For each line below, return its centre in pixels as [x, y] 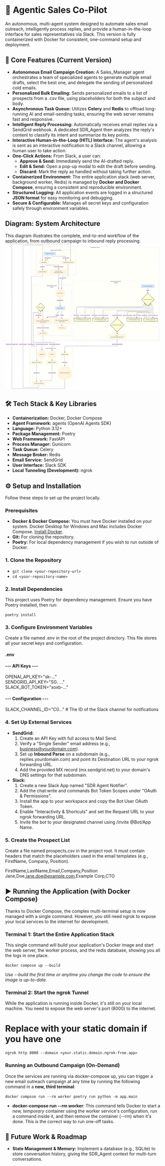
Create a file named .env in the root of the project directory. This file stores [81, 638]
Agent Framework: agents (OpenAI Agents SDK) [62, 423]
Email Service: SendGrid [37, 460]
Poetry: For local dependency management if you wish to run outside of [85, 542]
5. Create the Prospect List [38, 840]
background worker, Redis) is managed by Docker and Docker [76, 182]
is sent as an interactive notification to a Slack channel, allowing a [79, 145]
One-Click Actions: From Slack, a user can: [57, 156]
